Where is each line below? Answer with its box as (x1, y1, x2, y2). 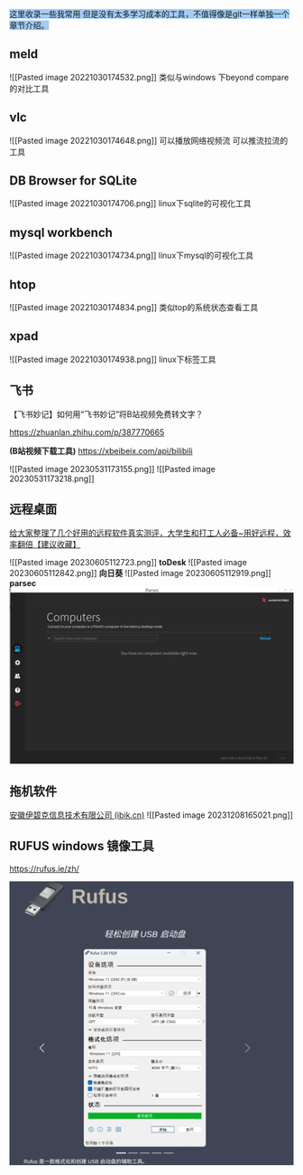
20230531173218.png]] (9, 473, 95, 484)
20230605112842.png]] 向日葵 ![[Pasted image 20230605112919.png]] (9, 567, 272, 578)
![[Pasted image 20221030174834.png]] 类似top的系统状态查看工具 (9, 302, 259, 313)
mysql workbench (9, 224, 113, 240)
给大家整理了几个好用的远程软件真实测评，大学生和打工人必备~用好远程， (9, 527, 284, 538)
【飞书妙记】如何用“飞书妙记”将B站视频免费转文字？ (9, 408, 204, 420)
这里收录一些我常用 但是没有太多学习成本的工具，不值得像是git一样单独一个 (9, 9, 290, 19)
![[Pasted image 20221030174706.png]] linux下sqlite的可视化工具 (9, 198, 252, 209)
